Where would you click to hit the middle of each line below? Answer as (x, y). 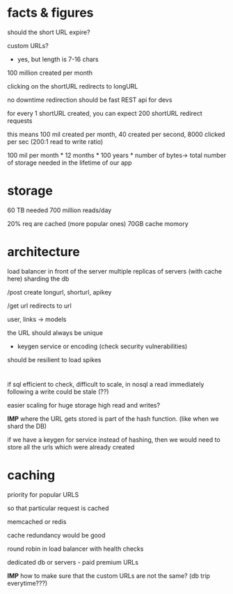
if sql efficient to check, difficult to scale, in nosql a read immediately (106, 384)
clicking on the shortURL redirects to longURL (73, 86)
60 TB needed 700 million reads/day (59, 210)
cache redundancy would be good (56, 535)
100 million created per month (50, 73)
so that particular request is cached (58, 508)
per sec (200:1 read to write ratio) (55, 142)
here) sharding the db (38, 279)
